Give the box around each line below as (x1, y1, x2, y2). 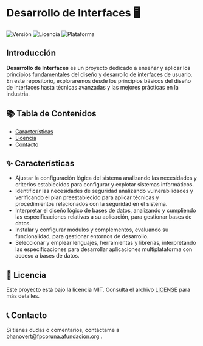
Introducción (6, 48, 57, 58)
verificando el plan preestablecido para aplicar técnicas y (15, 194, 159, 201)
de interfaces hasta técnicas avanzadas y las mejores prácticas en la (6, 83, 179, 91)
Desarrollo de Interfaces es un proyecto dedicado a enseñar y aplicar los (6, 64, 191, 71)
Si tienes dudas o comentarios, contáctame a (6, 327, 120, 333)
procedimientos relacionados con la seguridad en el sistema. (15, 200, 168, 208)
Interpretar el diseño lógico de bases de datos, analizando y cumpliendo (15, 207, 196, 214)
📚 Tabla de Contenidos (6, 108, 97, 119)
